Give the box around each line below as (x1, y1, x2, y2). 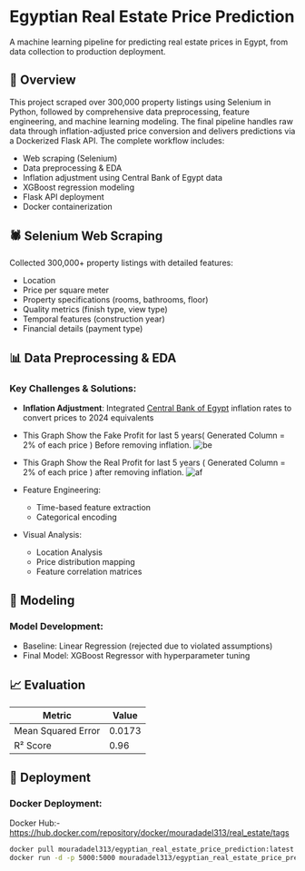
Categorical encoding (35, 511, 118, 523)
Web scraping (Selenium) (22, 153, 118, 163)
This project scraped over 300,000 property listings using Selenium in (9, 96, 271, 107)
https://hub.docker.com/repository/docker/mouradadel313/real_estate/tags (9, 827, 290, 838)
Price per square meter (22, 284, 110, 295)
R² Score (14, 738, 52, 751)
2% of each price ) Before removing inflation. (22, 440, 192, 450)
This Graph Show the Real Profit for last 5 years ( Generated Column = (22, 457, 286, 469)
